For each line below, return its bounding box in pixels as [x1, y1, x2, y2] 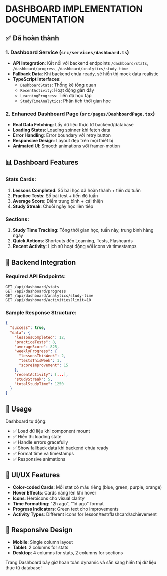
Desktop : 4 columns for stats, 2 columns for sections [12, 549, 123, 556]
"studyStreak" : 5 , [14, 377, 53, 382]
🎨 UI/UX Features [5, 471, 60, 479]
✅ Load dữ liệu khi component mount [12, 428, 90, 434]
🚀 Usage [5, 404, 32, 413]
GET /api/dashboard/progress [5, 289, 66, 294]
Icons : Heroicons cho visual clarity [12, 495, 85, 501]
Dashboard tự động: [5, 418, 47, 424]
